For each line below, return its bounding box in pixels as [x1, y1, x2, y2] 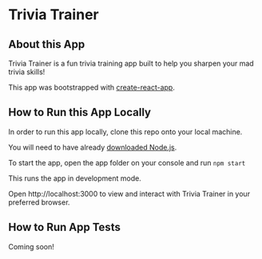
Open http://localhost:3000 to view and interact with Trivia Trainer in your [8, 189, 250, 198]
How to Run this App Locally [8, 106, 152, 119]
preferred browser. [8, 197, 70, 207]
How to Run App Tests [8, 221, 121, 234]
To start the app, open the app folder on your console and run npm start [8, 157, 246, 167]
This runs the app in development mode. [8, 173, 141, 183]
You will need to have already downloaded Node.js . [8, 142, 177, 152]
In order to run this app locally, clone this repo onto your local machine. [8, 126, 243, 137]
